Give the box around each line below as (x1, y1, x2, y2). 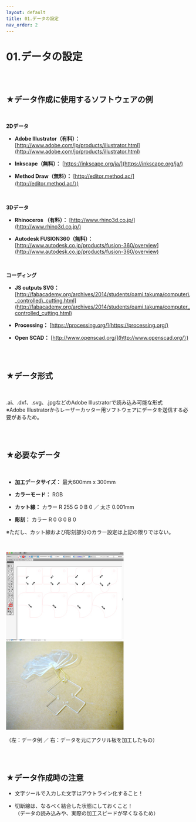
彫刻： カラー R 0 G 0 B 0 (14, 516, 76, 523)
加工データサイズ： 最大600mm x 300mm (14, 478, 116, 485)
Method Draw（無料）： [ (14, 173, 75, 180)
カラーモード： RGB (14, 490, 63, 498)
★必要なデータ (6, 450, 60, 460)
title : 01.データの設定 (6, 15, 59, 22)
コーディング (6, 271, 37, 279)
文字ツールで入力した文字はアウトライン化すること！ (14, 790, 144, 797)
